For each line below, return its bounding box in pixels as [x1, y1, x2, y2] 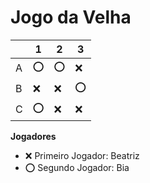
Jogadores [10, 130, 57, 142]
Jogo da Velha [10, 6, 132, 29]
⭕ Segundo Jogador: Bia [24, 161, 130, 173]
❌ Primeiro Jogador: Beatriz [24, 149, 140, 161]
